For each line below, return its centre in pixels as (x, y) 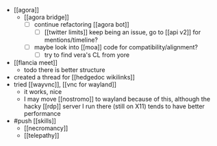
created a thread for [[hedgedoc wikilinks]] (74, 77)
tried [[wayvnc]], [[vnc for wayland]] (65, 84)
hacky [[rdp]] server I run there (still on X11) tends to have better (114, 106)
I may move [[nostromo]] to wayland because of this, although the (117, 99)
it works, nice (43, 92)
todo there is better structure (64, 70)
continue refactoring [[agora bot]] (81, 24)
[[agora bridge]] (47, 17)
